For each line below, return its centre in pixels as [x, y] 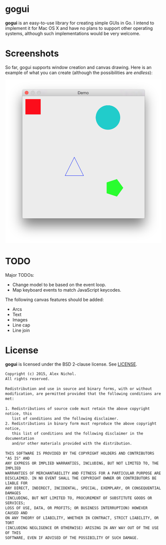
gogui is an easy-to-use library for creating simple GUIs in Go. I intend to [80, 23]
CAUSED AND [16, 513]
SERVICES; [15, 503]
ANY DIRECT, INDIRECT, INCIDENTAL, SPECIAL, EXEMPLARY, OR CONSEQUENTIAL [83, 488]
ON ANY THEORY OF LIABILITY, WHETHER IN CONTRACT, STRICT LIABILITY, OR [82, 518]
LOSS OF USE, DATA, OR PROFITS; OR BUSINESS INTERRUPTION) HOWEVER [77, 508]
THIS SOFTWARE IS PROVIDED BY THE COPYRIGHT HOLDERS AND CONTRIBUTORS [80, 453]
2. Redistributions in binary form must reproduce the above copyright [81, 423]
